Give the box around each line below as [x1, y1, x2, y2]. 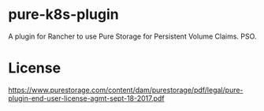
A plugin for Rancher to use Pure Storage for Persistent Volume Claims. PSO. [8, 31, 257, 41]
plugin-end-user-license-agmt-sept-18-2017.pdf [8, 93, 165, 103]
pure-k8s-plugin [8, 6, 120, 24]
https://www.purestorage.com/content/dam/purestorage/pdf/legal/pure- [8, 85, 244, 94]
